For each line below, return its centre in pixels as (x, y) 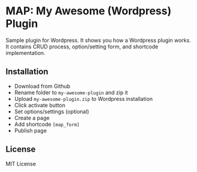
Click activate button (40, 105)
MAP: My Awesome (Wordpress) (89, 11)
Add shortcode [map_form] (47, 124)
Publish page (31, 130)
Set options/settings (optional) (51, 111)
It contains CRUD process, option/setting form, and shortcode (82, 47)
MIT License (21, 164)
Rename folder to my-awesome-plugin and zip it (71, 92)
